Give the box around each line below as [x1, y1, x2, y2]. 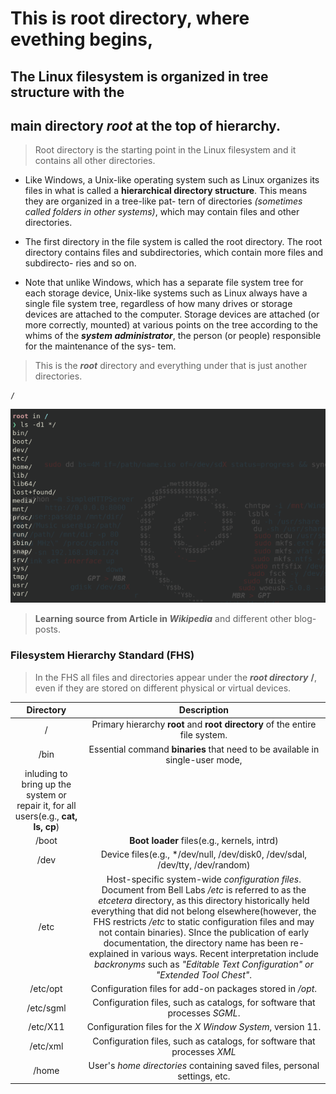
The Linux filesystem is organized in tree [10, 68, 269, 85]
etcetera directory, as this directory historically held [98, 894, 310, 906]
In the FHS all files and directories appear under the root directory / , [34, 671, 317, 683]
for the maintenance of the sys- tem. [24, 340, 177, 352]
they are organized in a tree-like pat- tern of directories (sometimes [24, 195, 303, 207]
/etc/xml [29, 1040, 64, 1052]
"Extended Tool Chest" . [155, 968, 253, 981]
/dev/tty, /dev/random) [157, 859, 251, 871]
